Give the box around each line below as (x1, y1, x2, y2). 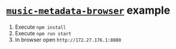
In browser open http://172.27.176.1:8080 (14, 36, 122, 43)
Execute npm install (14, 23, 66, 30)
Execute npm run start (14, 29, 72, 36)
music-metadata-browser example (6, 4, 171, 17)
